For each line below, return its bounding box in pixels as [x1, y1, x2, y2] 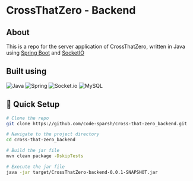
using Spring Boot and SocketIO [6, 49, 85, 56]
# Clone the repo [6, 115, 49, 121]
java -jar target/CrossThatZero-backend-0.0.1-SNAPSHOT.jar [6, 169, 159, 175]
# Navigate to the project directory [6, 131, 100, 137]
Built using [6, 66, 47, 77]
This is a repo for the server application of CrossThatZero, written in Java [6, 43, 185, 50]
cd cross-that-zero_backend [6, 137, 76, 143]
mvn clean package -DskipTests [6, 153, 84, 159]
